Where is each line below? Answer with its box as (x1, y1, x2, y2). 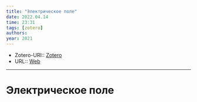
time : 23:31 (6, 19, 35, 25)
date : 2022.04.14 (6, 14, 49, 20)
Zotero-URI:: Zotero (14, 52, 62, 58)
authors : (6, 30, 28, 36)
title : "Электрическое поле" (6, 8, 77, 15)
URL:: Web (14, 58, 40, 65)
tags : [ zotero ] (6, 24, 43, 31)
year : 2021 (6, 36, 33, 41)
